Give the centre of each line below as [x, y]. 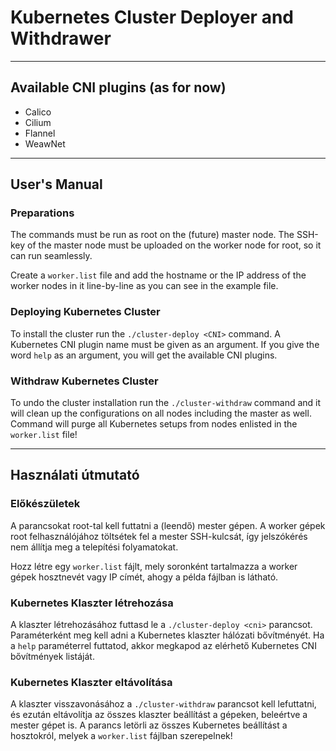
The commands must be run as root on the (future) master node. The [152, 235]
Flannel [40, 133]
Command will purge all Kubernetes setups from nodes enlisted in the [154, 424]
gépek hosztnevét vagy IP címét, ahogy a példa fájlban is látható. [144, 577]
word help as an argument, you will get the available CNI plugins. [144, 355]
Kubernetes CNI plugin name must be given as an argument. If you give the [165, 344]
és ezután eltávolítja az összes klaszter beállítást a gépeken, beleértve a [159, 715]
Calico [38, 112]
